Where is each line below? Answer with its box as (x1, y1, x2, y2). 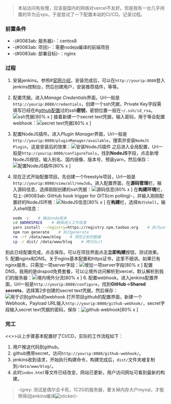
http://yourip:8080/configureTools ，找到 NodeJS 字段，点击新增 (21, 150, 159, 156)
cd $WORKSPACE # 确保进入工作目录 (12, 220, 87, 225)
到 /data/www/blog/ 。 (12, 363, 56, 369)
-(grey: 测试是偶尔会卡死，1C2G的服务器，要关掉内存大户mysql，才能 (17, 387, 164, 393)
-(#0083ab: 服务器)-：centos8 (12, 38, 77, 44)
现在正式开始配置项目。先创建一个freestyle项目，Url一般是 (12, 173, 136, 180)
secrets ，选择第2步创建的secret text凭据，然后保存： (5, 287, 118, 293)
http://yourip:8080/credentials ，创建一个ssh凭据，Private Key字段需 (12, 100, 162, 107)
